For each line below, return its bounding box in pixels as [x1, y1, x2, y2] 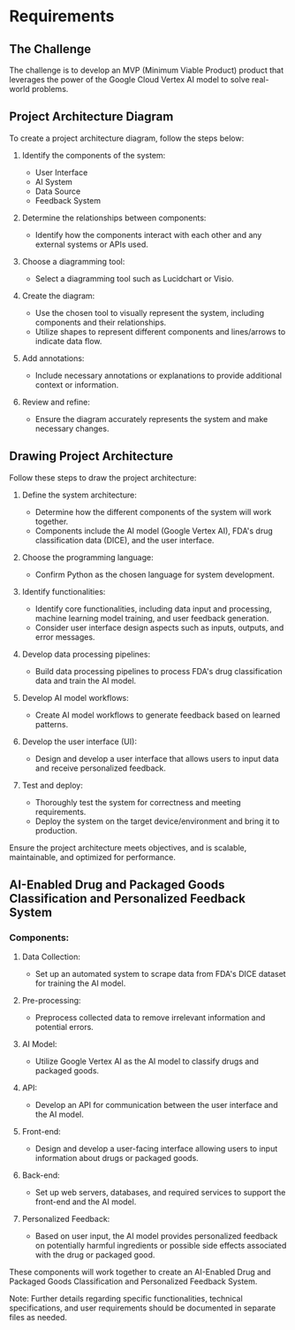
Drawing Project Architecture [9, 449, 174, 464]
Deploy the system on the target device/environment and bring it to [34, 816, 280, 826]
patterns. [34, 719, 69, 729]
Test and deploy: [21, 780, 84, 790]
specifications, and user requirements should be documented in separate [9, 1303, 276, 1313]
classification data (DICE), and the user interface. [34, 534, 215, 545]
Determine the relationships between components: [21, 212, 207, 223]
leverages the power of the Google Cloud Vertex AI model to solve [9, 74, 250, 85]
